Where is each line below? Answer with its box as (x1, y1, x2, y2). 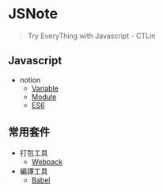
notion (19, 75, 41, 84)
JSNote (8, 5, 58, 23)
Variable (31, 83, 59, 93)
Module (31, 92, 57, 102)
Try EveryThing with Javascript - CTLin (27, 31, 156, 40)
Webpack (31, 156, 63, 167)
